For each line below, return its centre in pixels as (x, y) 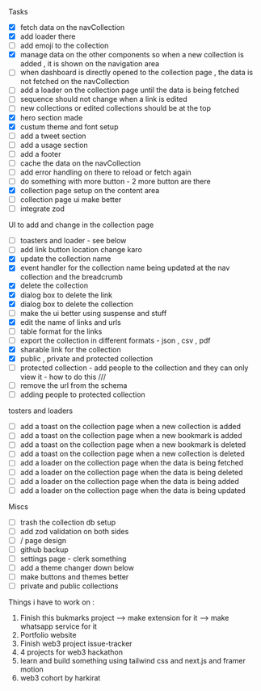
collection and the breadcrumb (72, 277)
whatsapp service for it (58, 626)
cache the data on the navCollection (80, 163)
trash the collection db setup (68, 522)
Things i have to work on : (51, 602)
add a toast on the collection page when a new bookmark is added (131, 436)
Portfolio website (48, 635)
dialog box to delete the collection (76, 304)
